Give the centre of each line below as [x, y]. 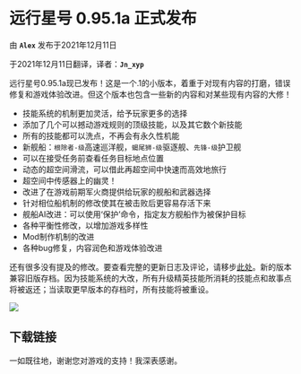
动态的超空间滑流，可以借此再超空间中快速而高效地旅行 [124, 169]
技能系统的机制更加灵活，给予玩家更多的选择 [105, 113]
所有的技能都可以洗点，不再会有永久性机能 [101, 135]
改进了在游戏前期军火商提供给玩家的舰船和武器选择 [116, 191]
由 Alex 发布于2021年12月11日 [63, 45]
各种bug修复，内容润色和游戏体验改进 [92, 248]
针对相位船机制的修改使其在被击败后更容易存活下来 [116, 203]
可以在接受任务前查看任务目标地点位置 [93, 158]
